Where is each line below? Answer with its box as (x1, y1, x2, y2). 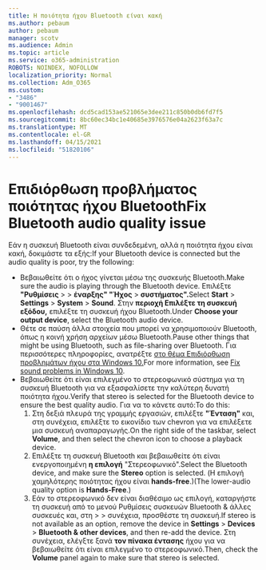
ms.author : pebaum (8, 19, 69, 27)
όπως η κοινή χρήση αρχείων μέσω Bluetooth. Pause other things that (19, 333, 250, 342)
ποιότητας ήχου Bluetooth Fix (8, 197, 207, 215)
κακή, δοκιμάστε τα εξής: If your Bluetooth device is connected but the (8, 249, 241, 258)
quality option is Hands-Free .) (31, 485, 132, 495)
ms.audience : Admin (8, 42, 73, 50)
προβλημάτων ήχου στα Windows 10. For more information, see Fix (19, 357, 240, 368)
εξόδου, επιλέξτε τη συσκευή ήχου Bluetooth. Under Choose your (19, 307, 238, 317)
